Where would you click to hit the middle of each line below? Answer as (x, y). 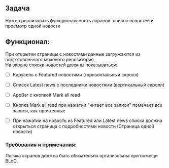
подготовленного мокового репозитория (49, 59)
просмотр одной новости (33, 26)
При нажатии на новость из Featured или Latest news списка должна (87, 120)
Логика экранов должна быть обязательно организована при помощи (82, 156)
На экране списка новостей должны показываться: (61, 65)
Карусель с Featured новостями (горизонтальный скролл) (76, 74)
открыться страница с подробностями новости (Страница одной (83, 126)
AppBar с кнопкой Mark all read (46, 95)
